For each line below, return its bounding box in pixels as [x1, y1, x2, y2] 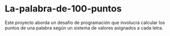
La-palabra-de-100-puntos [5, 3, 122, 14]
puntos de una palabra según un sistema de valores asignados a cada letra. [5, 24, 163, 30]
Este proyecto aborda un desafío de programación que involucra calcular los [5, 19, 165, 25]
